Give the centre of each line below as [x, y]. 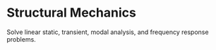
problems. [21, 39]
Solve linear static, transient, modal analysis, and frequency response [108, 32]
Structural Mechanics [72, 13]
